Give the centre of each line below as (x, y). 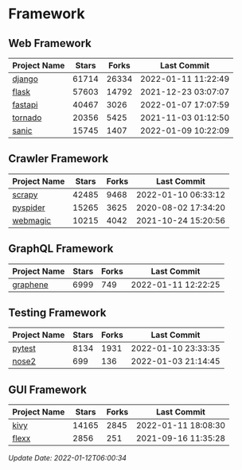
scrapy (25, 194)
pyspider (29, 208)
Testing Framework (57, 313)
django (25, 79)
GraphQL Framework (61, 249)
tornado (27, 118)
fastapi (25, 105)
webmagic (32, 220)
